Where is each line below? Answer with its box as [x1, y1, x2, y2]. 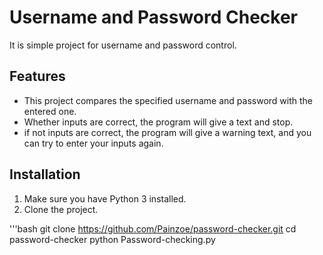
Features [9, 68, 66, 85]
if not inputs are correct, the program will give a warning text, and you [23, 126, 312, 138]
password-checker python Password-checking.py [9, 233, 216, 245]
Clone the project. [23, 203, 99, 215]
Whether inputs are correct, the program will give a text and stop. [23, 116, 294, 128]
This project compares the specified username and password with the [23, 94, 313, 106]
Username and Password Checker [9, 6, 298, 29]
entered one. [23, 105, 77, 117]
